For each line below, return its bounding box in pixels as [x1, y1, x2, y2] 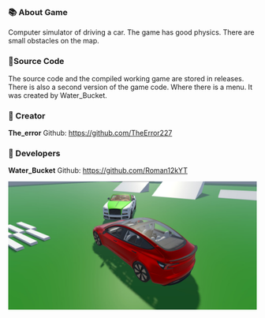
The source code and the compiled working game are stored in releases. [8, 73, 244, 83]
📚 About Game [8, 6, 69, 17]
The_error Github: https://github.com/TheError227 [8, 128, 173, 137]
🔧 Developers [8, 148, 61, 159]
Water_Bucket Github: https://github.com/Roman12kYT [8, 166, 188, 175]
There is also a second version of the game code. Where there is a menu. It [8, 82, 253, 92]
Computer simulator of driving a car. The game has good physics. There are [8, 28, 255, 37]
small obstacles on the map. [8, 36, 100, 46]
